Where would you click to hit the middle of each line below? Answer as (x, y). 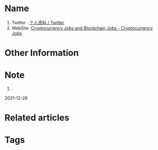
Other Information (42, 53)
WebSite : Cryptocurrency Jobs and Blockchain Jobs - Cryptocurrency (82, 28)
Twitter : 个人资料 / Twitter (38, 22)
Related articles (37, 118)
